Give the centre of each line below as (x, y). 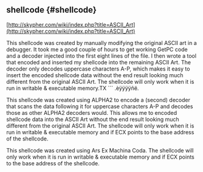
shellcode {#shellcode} (52, 10)
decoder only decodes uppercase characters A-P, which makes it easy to (98, 69)
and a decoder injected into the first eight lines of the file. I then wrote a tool (101, 56)
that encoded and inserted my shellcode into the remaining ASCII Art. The (99, 62)
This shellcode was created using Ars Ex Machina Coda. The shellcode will (100, 150)
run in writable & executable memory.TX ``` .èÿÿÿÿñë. (73, 88)
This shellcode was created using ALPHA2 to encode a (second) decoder (98, 100)
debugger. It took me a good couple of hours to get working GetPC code (97, 49)
